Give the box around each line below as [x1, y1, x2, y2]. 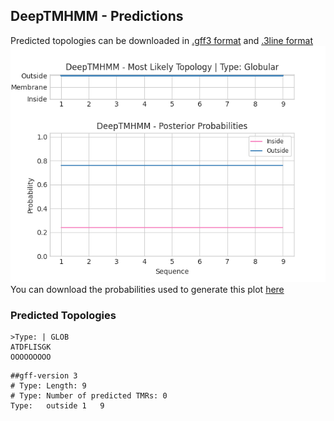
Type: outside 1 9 [10, 401, 105, 411]
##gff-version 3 [10, 371, 78, 381]
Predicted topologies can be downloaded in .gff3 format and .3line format [10, 34, 314, 46]
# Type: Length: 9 [10, 381, 87, 391]
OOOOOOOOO [10, 352, 52, 363]
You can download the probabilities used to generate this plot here [10, 283, 285, 295]
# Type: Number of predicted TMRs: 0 [10, 391, 168, 401]
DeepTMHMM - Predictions [10, 8, 184, 25]
